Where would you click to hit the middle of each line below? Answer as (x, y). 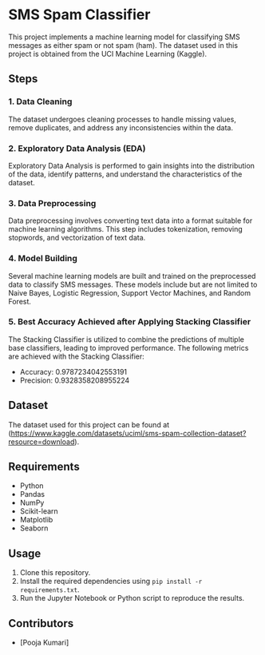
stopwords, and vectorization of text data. (77, 238)
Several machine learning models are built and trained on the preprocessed (132, 276)
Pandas (32, 494)
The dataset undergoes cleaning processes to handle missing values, (123, 119)
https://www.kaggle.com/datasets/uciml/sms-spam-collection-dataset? (129, 433)
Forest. (20, 301)
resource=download (42, 442)
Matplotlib (36, 520)
